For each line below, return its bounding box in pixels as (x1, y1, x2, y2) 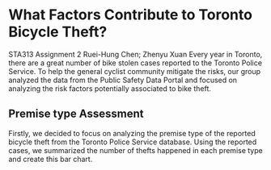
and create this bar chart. (8, 154, 93, 164)
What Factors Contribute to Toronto (8, 6, 253, 24)
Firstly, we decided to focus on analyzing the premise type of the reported (8, 128, 256, 138)
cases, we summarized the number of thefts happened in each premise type (8, 145, 263, 155)
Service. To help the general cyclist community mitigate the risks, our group (8, 66, 261, 76)
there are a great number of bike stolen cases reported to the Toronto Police (8, 58, 263, 68)
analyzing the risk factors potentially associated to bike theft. (8, 83, 212, 93)
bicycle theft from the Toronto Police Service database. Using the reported (8, 137, 257, 147)
